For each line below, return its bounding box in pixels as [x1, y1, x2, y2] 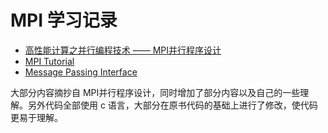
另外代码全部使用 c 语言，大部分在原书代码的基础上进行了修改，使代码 [27, 99, 318, 111]
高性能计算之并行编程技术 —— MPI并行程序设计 [24, 44, 222, 56]
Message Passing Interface [24, 66, 138, 78]
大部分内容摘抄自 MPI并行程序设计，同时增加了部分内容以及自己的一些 [10, 86, 301, 98]
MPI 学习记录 [10, 9, 118, 32]
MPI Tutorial [24, 55, 75, 67]
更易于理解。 [10, 111, 63, 123]
